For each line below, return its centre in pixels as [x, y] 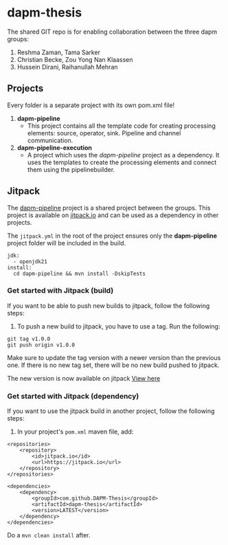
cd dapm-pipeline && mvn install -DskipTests [80, 274]
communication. [50, 140]
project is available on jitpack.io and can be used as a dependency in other [113, 215]
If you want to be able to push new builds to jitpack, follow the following [109, 305]
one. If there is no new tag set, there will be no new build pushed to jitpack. [113, 365]
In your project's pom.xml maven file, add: [75, 432]
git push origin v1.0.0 [41, 345]
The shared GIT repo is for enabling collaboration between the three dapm [112, 32]
